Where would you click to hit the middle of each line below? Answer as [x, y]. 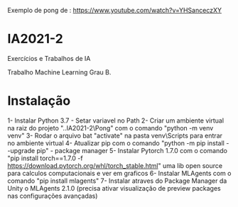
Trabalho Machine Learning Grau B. [59, 72]
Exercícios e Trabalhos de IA [49, 58]
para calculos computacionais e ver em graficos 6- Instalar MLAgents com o [119, 173]
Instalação [39, 101]
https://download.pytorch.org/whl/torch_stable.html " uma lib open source [115, 165]
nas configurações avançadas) [53, 196]
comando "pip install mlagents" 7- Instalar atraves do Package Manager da [117, 181]
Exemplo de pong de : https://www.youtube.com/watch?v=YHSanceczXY [115, 10]
